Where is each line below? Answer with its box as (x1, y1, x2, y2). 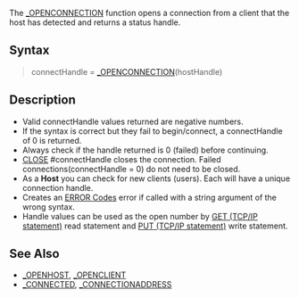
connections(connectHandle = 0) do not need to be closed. (21, 163, 241, 174)
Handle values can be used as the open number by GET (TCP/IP (21, 211, 259, 221)
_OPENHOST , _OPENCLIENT (21, 269, 127, 280)
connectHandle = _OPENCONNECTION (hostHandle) (30, 66, 223, 77)
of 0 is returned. (21, 135, 82, 145)
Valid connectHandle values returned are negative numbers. (21, 116, 244, 127)
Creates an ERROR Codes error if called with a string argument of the (21, 192, 277, 203)
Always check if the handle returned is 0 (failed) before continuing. (21, 145, 270, 155)
